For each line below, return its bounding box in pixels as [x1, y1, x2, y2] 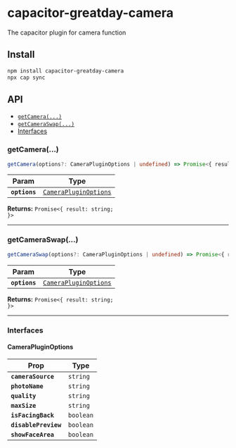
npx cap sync [7, 74, 46, 81]
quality [11, 392, 37, 399]
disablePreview [11, 421, 62, 429]
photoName [11, 382, 44, 390]
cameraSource [11, 372, 55, 380]
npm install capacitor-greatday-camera [7, 67, 124, 75]
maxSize [11, 402, 37, 409]
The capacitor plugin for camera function [7, 28, 126, 37]
